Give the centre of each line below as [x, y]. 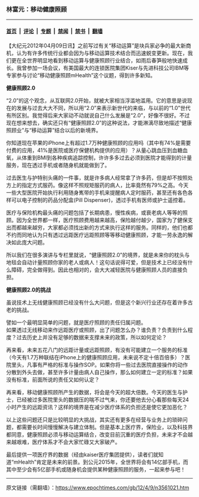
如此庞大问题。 [29, 242]
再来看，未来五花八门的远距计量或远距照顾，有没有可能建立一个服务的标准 [97, 350]
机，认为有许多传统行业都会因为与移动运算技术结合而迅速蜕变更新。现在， [97, 53]
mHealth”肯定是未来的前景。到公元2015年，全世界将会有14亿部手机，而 [101, 462]
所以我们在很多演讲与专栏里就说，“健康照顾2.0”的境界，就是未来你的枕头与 [98, 255]
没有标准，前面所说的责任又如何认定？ [53, 379]
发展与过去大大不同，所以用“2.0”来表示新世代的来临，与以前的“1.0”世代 [103, 107]
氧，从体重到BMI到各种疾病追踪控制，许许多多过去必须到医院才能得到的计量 [99, 157]
